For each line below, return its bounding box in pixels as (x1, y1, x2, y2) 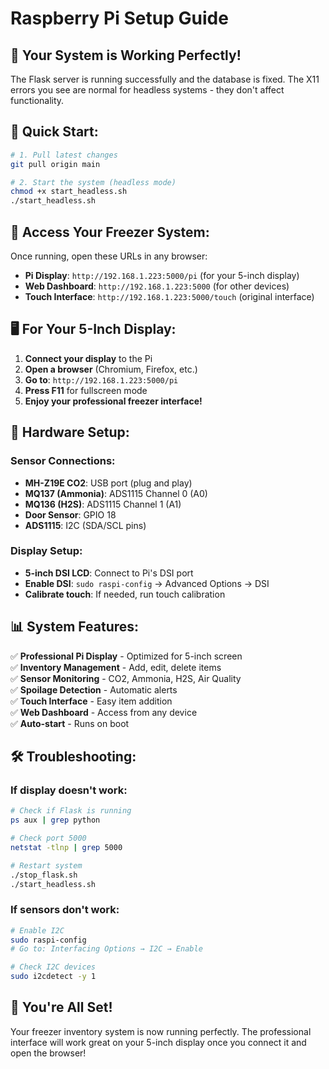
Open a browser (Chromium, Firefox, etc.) (24, 363, 198, 375)
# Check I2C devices (10, 962, 97, 972)
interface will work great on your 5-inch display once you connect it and (10, 1036, 307, 1048)
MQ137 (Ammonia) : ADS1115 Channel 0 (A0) (24, 487, 208, 499)
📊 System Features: (10, 618, 140, 636)
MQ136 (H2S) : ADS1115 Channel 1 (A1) (24, 498, 182, 510)
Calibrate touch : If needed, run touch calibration (24, 588, 226, 600)
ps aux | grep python (10, 815, 101, 826)
